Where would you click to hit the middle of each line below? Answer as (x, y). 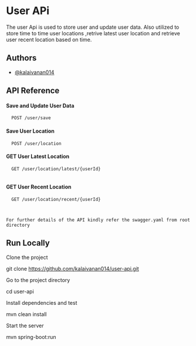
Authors (21, 58)
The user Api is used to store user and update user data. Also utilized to (93, 27)
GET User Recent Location (39, 187)
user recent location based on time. (49, 39)
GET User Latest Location (38, 156)
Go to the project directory (38, 280)
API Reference (33, 91)
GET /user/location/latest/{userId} (56, 169)
